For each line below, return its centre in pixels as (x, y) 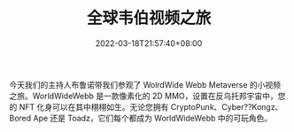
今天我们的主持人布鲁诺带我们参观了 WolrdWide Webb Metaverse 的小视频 (145, 84)
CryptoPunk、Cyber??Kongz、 (227, 106)
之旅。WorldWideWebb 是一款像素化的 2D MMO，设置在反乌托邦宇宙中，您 (147, 96)
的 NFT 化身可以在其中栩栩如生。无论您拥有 (89, 106)
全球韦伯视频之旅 (148, 18)
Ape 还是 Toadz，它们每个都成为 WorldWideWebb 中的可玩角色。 (153, 118)
